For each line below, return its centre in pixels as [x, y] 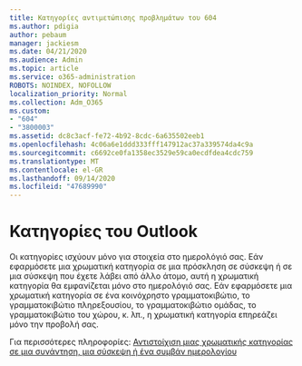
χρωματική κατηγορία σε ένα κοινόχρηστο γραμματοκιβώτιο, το [130, 295]
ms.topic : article [44, 69]
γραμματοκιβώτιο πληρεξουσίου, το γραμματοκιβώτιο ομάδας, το [133, 305]
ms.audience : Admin [46, 60]
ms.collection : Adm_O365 [56, 102]
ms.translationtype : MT [54, 161]
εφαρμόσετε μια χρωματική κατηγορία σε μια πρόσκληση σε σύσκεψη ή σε [151, 267]
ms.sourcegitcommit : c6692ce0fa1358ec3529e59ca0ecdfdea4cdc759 [132, 153]
